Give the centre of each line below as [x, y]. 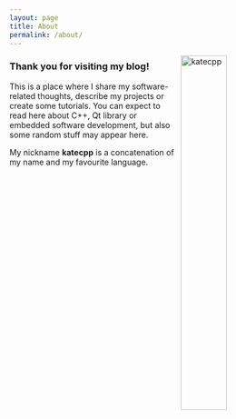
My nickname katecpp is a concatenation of [92, 152]
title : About [34, 26]
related [23, 95]
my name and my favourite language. [79, 162]
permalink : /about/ [46, 35]
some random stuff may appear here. [79, 135]
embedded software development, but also [90, 125]
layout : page [34, 18]
